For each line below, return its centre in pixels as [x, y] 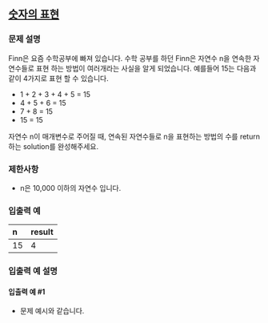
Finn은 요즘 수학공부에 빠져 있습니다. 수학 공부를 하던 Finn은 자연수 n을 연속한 [130, 58]
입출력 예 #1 [27, 292]
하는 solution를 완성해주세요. [53, 146]
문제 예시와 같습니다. [52, 311]
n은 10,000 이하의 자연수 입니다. [70, 188]
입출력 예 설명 [33, 271]
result [42, 232]
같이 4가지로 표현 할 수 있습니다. [59, 78]
